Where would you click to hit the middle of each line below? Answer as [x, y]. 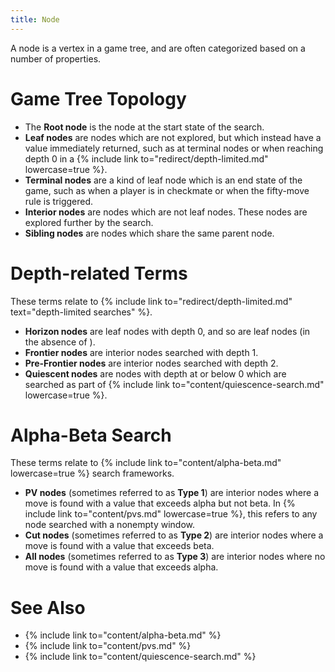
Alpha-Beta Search [91, 435]
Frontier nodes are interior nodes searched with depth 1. [141, 352]
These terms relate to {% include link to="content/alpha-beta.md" [146, 463]
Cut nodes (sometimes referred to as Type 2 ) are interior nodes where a [174, 535]
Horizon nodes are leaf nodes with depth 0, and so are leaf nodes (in [167, 331]
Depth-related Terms [99, 273]
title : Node [35, 19]
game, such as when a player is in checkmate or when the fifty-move [167, 190]
